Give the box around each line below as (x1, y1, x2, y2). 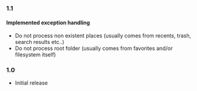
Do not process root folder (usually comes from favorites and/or (14, 45, 173, 52)
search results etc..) (14, 39, 65, 46)
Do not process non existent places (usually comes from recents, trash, (14, 32, 192, 39)
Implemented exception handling (6, 19, 90, 26)
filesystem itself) (14, 51, 56, 58)
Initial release (14, 79, 48, 87)
